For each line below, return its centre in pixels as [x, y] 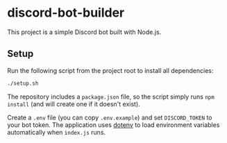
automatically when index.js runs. [57, 132]
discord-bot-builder [66, 13]
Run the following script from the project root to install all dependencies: [110, 70]
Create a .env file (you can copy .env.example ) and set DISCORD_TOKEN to [110, 117]
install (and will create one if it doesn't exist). [74, 104]
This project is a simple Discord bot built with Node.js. [84, 32]
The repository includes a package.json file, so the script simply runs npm [111, 96]
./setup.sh [23, 83]
